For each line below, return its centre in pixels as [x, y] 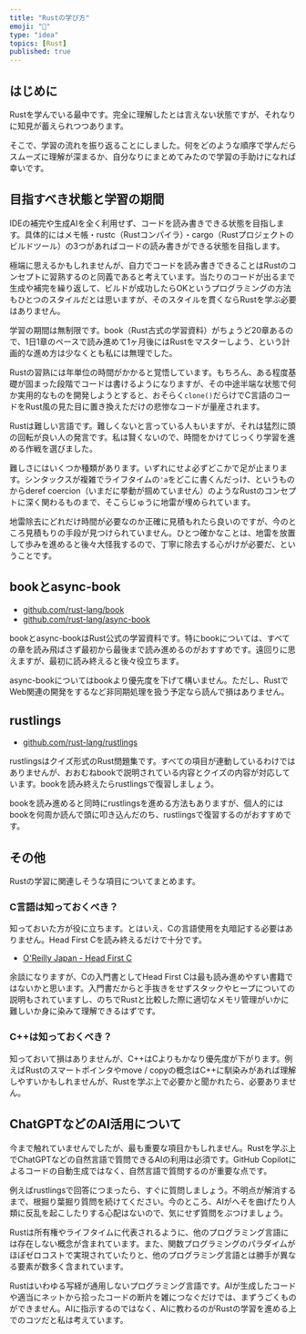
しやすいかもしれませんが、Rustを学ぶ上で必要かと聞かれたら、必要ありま [149, 1081]
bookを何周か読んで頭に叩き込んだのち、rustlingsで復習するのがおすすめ [147, 815]
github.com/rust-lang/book [73, 609]
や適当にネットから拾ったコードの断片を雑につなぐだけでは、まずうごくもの [153, 1297]
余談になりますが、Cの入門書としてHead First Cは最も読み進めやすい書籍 [147, 977]
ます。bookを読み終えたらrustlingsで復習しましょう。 [118, 784]
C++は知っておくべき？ [61, 1037]
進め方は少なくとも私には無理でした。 [105, 352]
